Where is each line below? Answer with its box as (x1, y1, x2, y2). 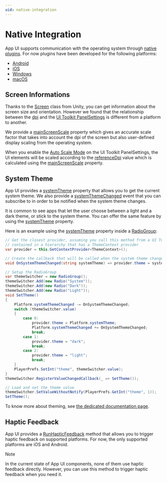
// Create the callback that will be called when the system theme (5, 256, 148, 261)
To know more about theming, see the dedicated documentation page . (5, 403, 150, 409)
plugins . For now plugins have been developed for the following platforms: (5, 50, 158, 56)
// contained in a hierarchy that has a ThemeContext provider (5, 242, 139, 247)
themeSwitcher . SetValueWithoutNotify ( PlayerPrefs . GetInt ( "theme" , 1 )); (5, 389, 157, 395)
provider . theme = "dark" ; (31, 339, 85, 344)
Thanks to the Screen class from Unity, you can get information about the (5, 104, 156, 110)
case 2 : (23, 348, 39, 354)
